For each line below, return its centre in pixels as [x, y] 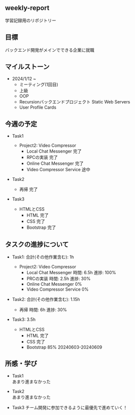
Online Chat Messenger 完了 [55, 163]
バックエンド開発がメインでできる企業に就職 [50, 50]
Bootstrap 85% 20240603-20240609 [64, 347]
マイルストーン [27, 67]
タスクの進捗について [37, 244]
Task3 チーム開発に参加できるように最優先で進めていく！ [70, 407]
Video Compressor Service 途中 [59, 170]
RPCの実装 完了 [42, 158]
